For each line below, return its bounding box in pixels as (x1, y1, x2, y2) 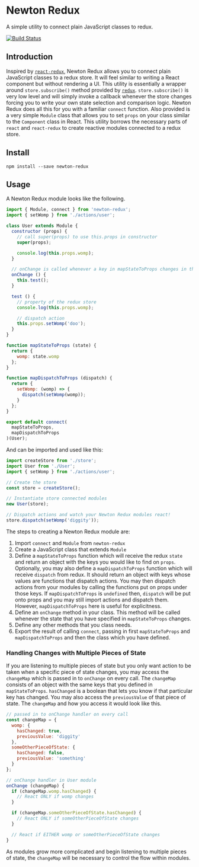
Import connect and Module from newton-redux (14, 539, 126, 546)
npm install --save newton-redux (6, 164, 89, 169)
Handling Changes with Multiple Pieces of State (6, 648, 146, 657)
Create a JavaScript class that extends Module (14, 546, 127, 553)
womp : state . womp (17, 353, 60, 359)
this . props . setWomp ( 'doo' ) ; (17, 321, 86, 327)
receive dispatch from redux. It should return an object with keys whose (14, 571, 191, 578)
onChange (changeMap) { (6, 783, 65, 789)
